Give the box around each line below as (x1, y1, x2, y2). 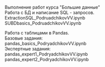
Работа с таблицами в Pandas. (4, 30, 69, 35)
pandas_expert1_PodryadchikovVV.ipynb (4, 51, 88, 57)
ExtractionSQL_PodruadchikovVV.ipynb (4, 15, 86, 20)
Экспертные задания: (4, 46, 51, 51)
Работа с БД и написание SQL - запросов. (4, 9, 95, 15)
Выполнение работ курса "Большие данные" (4, 4, 101, 10)
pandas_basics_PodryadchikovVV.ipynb (4, 40, 87, 46)
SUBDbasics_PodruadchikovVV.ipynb (4, 20, 82, 26)
